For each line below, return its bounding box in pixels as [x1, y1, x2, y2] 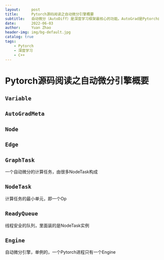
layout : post [5, 7, 41, 12]
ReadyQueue [5, 210, 38, 217]
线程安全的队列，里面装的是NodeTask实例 [5, 222, 89, 228]
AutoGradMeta [5, 110, 45, 117]
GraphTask [5, 156, 35, 164]
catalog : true [5, 35, 34, 40]
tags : [5, 39, 16, 44]
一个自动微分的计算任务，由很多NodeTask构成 [5, 169, 98, 174]
